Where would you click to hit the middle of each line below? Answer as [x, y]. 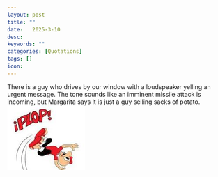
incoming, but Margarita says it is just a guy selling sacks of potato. [104, 102]
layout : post [26, 15]
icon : [15, 66]
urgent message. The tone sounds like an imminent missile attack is [104, 94]
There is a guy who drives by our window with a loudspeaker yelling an [109, 86]
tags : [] [20, 59]
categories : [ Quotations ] [45, 52]
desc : [15, 37]
